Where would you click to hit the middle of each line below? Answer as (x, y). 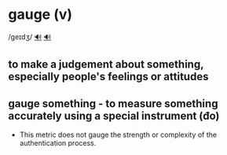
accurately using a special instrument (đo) (114, 116)
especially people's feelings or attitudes (108, 77)
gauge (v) (40, 15)
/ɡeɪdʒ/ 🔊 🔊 (30, 36)
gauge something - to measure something (113, 103)
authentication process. (58, 143)
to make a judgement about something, (106, 65)
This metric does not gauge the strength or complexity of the (118, 135)
